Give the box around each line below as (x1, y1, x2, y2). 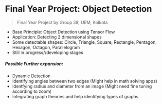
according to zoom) (12, 88, 52, 94)
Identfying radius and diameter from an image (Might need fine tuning (12, 83, 152, 89)
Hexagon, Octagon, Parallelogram (12, 44, 80, 50)
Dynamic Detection (12, 73, 51, 79)
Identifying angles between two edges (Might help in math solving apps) (12, 78, 157, 84)
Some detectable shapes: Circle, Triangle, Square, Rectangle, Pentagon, (12, 39, 157, 45)
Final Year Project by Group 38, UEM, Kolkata (17, 19, 108, 25)
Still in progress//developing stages (12, 50, 84, 55)
